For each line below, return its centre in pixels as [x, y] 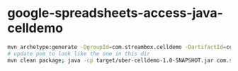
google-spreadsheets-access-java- [115, 13]
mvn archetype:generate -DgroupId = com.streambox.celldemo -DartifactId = [117, 47]
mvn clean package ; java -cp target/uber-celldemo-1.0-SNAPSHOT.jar [110, 60]
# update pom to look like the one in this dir [79, 54]
